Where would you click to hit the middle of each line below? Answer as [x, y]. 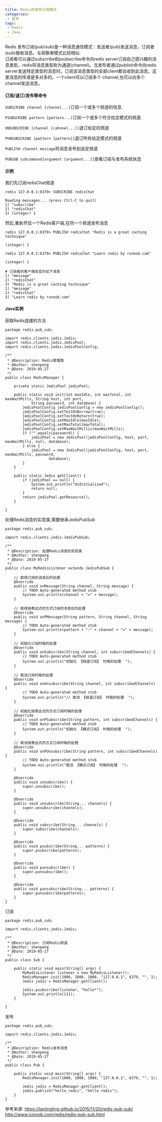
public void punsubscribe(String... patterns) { [64, 889]
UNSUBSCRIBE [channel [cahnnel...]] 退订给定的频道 [57, 128]
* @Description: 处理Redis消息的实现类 [45, 551]
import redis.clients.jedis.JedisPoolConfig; [52, 347]
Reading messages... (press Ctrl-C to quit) [51, 200]
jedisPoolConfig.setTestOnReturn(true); [64, 416]
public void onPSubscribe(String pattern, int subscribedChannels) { [86, 720]
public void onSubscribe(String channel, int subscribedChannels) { [85, 652]
